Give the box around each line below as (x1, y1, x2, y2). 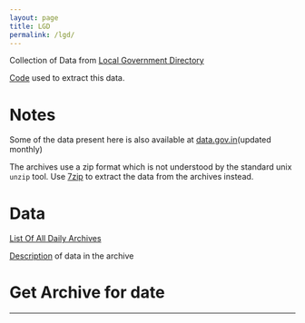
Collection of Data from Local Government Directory (9, 55, 204, 66)
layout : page (9, 13, 59, 23)
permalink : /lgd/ (9, 30, 75, 39)
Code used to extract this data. (9, 73, 125, 83)
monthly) (9, 144, 44, 155)
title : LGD (9, 22, 51, 31)
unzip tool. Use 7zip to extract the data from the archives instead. (9, 171, 254, 182)
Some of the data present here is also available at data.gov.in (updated (9, 134, 272, 145)
